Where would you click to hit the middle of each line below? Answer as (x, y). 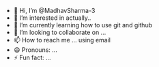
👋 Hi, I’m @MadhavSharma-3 (54, 11)
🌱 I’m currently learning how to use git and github (83, 25)
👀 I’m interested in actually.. (52, 18)
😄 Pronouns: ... (35, 50)
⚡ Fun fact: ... (32, 57)
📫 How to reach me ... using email (62, 40)
